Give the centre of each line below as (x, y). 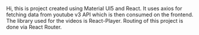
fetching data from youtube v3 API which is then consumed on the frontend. (100, 15)
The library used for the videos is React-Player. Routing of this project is (95, 21)
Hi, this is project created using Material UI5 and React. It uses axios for (94, 8)
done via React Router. (34, 27)
